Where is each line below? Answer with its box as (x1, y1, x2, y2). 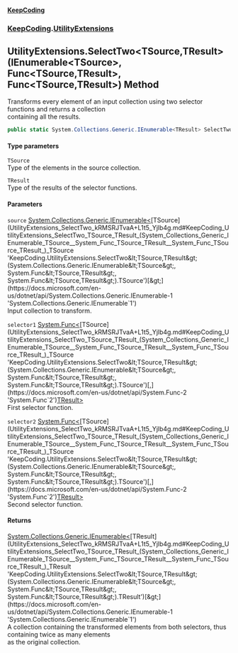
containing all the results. (7, 112, 81, 121)
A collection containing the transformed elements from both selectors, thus (7, 622, 227, 631)
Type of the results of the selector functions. (7, 183, 137, 192)
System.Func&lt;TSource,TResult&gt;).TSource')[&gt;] (7, 276, 164, 284)
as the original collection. (7, 637, 81, 646)
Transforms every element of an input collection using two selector (7, 97, 203, 106)
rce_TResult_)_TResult (7, 562, 72, 571)
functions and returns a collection (7, 105, 106, 114)
